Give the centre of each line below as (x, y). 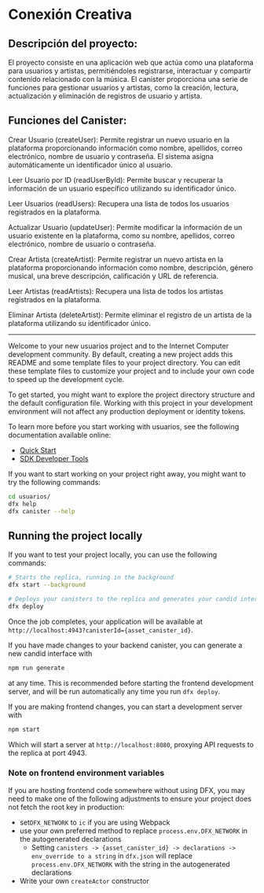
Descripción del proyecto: (73, 44)
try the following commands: (54, 482)
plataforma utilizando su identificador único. (79, 323)
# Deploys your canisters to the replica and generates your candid (123, 599)
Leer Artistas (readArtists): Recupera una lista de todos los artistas (116, 291)
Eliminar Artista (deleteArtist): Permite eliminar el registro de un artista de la (130, 315)
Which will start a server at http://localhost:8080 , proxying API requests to (131, 744)
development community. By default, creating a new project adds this (121, 354)
